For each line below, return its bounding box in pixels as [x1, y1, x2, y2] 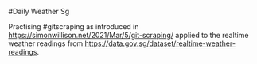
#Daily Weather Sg [8, 7, 70, 16]
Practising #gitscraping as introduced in [8, 22, 139, 31]
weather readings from [8, 39, 84, 48]
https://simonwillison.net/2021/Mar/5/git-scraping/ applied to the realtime [8, 31, 249, 40]
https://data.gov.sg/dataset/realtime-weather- [84, 39, 236, 48]
